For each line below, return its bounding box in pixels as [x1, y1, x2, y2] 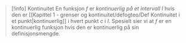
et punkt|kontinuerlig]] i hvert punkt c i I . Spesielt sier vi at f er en [11, 18, 172, 24]
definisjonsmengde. [11, 30, 60, 37]
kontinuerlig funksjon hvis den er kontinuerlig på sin [11, 24, 139, 31]
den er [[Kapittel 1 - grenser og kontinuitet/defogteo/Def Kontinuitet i [11, 11, 180, 18]
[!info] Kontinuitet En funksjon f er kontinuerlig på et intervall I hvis [11, 5, 175, 12]
